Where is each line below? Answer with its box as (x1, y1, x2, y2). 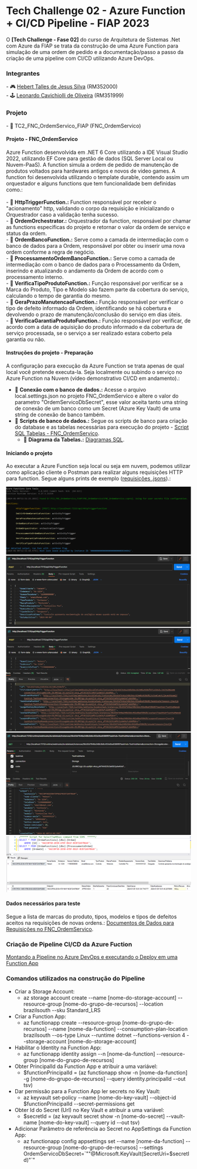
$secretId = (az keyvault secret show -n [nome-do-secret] (23, 1113, 165, 1120)
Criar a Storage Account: (14, 988, 75, 995)
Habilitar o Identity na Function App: (14, 1044, 102, 1051)
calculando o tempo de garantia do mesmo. (6, 292, 111, 299)
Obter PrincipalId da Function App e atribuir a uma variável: (14, 1063, 158, 1070)
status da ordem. (6, 230, 47, 237)
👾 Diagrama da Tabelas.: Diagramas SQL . (23, 436, 125, 443)
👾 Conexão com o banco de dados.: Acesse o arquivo (14, 386, 147, 393)
